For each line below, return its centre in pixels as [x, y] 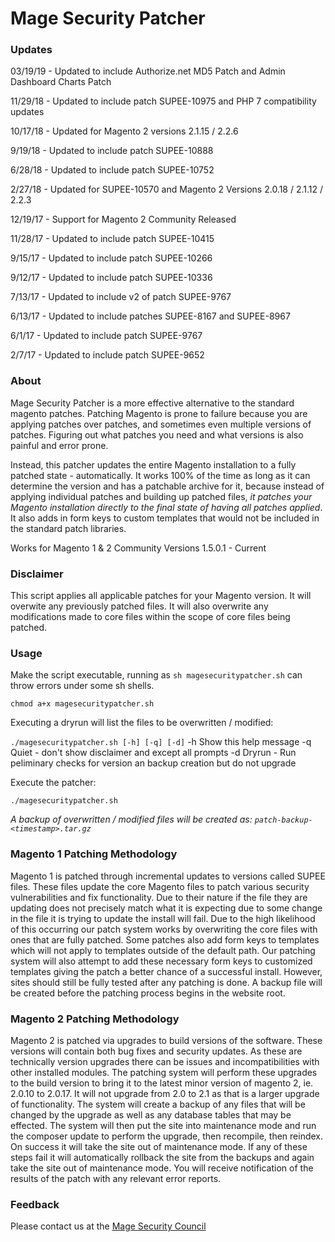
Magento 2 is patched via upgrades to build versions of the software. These [166, 1040]
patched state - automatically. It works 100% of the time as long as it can [160, 475]
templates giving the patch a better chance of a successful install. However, [166, 971]
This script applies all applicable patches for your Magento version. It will [161, 596]
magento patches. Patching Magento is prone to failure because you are [159, 413]
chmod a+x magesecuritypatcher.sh [82, 704]
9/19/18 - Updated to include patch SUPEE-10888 [112, 151]
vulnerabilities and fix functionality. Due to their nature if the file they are [159, 897]
